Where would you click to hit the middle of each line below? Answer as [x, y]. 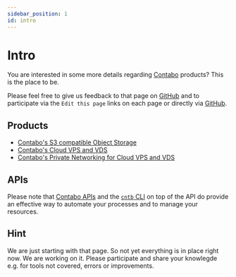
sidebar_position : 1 [38, 14]
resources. [23, 211]
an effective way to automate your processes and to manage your [103, 204]
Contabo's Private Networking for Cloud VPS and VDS [96, 158]
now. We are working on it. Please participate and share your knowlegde [112, 258]
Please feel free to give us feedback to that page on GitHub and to [103, 96]
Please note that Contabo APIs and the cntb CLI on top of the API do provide [118, 197]
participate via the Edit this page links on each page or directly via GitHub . [117, 104]
